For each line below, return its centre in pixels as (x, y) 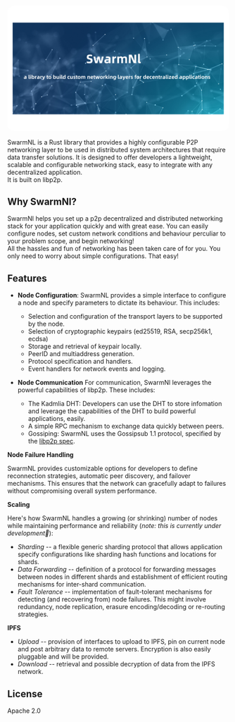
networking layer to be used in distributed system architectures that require (117, 149)
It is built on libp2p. (35, 179)
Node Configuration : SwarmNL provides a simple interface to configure (122, 295)
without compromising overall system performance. (82, 491)
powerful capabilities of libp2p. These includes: (86, 390)
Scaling (19, 505)
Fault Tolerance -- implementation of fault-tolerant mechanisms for (115, 592)
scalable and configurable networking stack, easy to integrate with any (110, 164)
